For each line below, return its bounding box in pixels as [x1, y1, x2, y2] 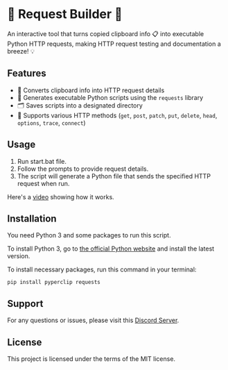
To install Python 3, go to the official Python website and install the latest [7, 244, 215, 253]
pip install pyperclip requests [7, 279, 100, 286]
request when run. [17, 179, 70, 187]
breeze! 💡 [7, 47, 35, 55]
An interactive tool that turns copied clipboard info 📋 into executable [7, 29, 204, 37]
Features [7, 67, 46, 79]
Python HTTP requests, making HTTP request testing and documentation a [7, 40, 222, 48]
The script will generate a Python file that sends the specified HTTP [17, 171, 211, 180]
